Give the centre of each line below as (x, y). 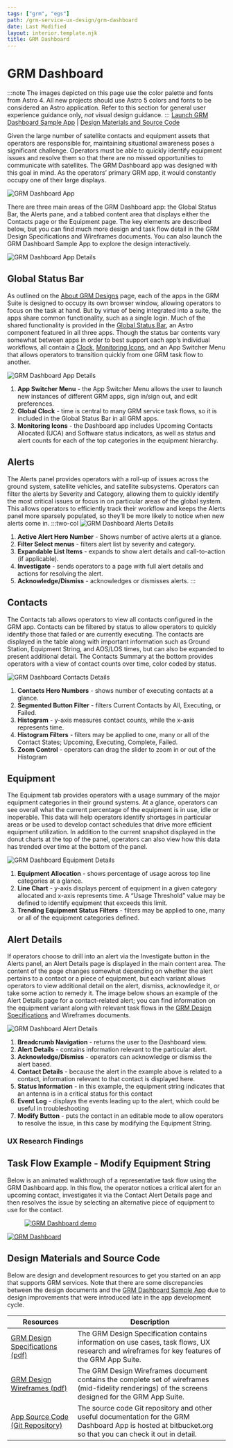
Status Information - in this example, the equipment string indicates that (121, 1087)
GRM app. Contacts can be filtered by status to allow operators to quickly (112, 627)
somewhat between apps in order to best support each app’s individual (109, 340)
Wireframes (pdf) (39, 1388)
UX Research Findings (45, 1141)
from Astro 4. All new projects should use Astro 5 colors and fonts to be (110, 101)
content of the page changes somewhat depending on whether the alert (110, 971)
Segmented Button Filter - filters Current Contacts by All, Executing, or (119, 705)
